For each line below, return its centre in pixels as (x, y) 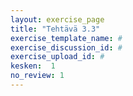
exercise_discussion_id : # (66, 47)
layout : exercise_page (57, 19)
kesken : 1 (33, 66)
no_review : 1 (37, 76)
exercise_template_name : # (66, 38)
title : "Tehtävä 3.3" (55, 29)
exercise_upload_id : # (57, 57)
